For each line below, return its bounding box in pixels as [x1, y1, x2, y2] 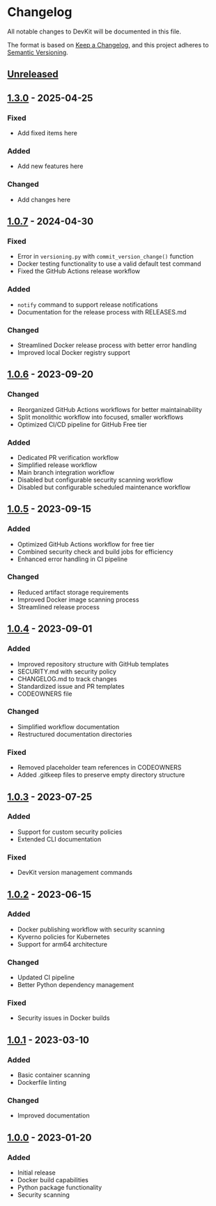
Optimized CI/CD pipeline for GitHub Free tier [17, 420, 148, 429]
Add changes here [17, 195, 71, 204]
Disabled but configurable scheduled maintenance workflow [17, 482, 191, 491]
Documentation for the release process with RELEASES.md [17, 307, 187, 316]
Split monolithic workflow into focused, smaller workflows [17, 413, 183, 421]
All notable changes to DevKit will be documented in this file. [7, 27, 181, 36]
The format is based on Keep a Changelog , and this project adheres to [7, 40, 209, 49]
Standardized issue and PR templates [17, 682, 125, 690]
